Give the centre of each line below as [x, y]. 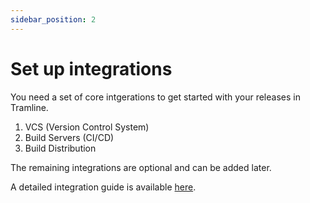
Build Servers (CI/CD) [69, 137]
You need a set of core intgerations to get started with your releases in [155, 97]
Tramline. [29, 107]
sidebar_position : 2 [53, 19]
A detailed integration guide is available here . [103, 187]
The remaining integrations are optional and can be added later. [141, 167]
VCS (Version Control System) [87, 127]
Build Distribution [60, 148]
